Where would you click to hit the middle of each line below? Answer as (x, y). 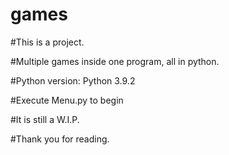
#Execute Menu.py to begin (67, 100)
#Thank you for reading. (60, 139)
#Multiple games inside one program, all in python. (115, 61)
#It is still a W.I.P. (45, 119)
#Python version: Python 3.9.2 (73, 80)
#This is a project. (47, 42)
